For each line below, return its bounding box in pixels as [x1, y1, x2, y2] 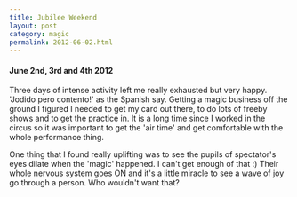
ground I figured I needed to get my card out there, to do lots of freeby [9, 104, 268, 114]
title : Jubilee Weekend [9, 12, 98, 22]
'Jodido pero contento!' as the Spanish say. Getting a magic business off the [9, 94, 288, 105]
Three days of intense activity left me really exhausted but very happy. [9, 85, 268, 96]
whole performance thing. [9, 132, 105, 143]
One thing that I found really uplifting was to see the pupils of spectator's [9, 149, 277, 160]
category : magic [9, 29, 69, 38]
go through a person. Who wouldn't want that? [9, 177, 180, 188]
